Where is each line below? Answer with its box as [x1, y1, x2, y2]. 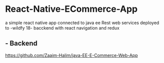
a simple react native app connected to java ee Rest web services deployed [5, 20, 160, 26]
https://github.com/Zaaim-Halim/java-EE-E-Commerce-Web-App [5, 52, 138, 58]
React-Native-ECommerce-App [5, 3, 138, 15]
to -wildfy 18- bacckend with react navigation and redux [5, 25, 120, 31]
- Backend [5, 39, 38, 48]
